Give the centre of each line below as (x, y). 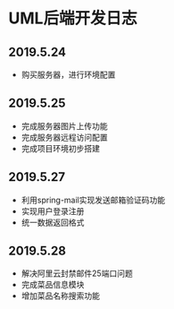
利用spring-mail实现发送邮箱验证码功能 (93, 200)
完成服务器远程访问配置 (64, 137)
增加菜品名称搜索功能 (60, 296)
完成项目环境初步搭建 (60, 148)
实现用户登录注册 (53, 210)
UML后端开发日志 (73, 18)
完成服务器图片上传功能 (64, 125)
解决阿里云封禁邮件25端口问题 (77, 273)
